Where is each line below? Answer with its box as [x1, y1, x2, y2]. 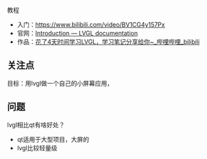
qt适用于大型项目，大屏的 [16, 135, 89, 143]
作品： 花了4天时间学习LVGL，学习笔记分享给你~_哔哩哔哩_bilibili [16, 38, 200, 46]
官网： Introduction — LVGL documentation [16, 29, 138, 37]
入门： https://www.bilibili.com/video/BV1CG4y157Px [16, 21, 165, 29]
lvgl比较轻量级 [16, 143, 58, 152]
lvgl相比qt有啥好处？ [7, 121, 65, 129]
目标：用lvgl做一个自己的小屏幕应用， [7, 79, 114, 87]
